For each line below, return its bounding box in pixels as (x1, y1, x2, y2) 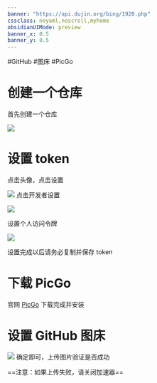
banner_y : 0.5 (7, 37, 50, 44)
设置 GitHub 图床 (7, 328, 106, 344)
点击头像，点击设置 (7, 176, 64, 184)
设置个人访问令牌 (7, 219, 58, 228)
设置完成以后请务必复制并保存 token (7, 248, 113, 256)
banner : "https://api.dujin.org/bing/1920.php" (7, 10, 151, 18)
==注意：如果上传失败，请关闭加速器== (7, 367, 124, 376)
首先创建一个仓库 (7, 110, 58, 118)
